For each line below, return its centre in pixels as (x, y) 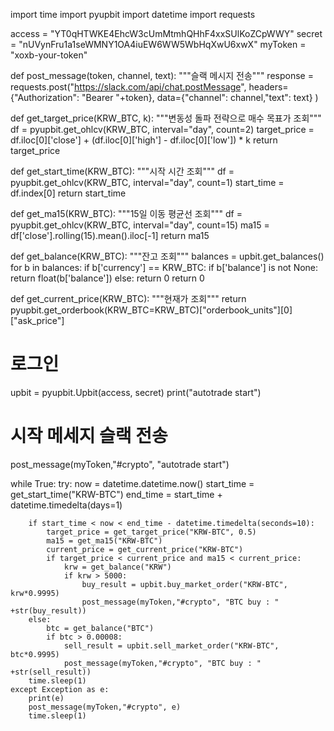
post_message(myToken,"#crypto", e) (105, 707)
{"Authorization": (45, 97)
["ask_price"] (37, 320)
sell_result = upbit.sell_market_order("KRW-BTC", (171, 645)
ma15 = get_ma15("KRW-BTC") (104, 540)
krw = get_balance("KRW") (117, 567)
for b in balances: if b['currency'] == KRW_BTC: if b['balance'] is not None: (164, 267)
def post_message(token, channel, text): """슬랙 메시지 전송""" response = (162, 75)
